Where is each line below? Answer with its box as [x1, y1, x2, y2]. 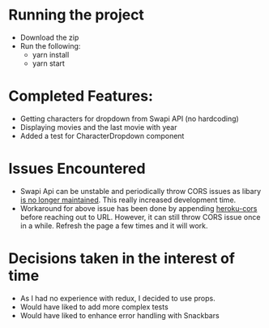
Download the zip [19, 32, 79, 42]
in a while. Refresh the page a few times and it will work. [19, 221, 208, 231]
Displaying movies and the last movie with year [19, 122, 177, 132]
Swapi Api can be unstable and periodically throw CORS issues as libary [19, 186, 262, 196]
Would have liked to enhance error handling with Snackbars [19, 310, 220, 320]
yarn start [32, 58, 65, 68]
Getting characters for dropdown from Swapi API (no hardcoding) [19, 114, 239, 123]
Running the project [8, 6, 144, 24]
